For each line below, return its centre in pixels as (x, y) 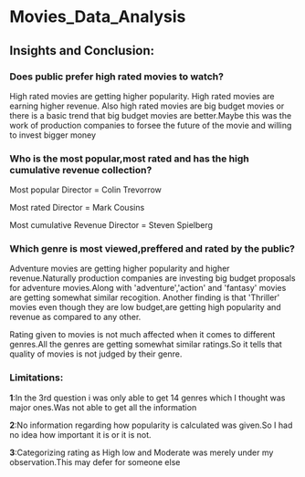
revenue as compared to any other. (75, 317)
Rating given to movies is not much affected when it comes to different (142, 335)
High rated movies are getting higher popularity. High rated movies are (142, 96)
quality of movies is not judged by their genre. (96, 354)
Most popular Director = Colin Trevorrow (86, 190)
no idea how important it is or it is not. (81, 434)
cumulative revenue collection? (81, 170)
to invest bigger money (53, 135)
